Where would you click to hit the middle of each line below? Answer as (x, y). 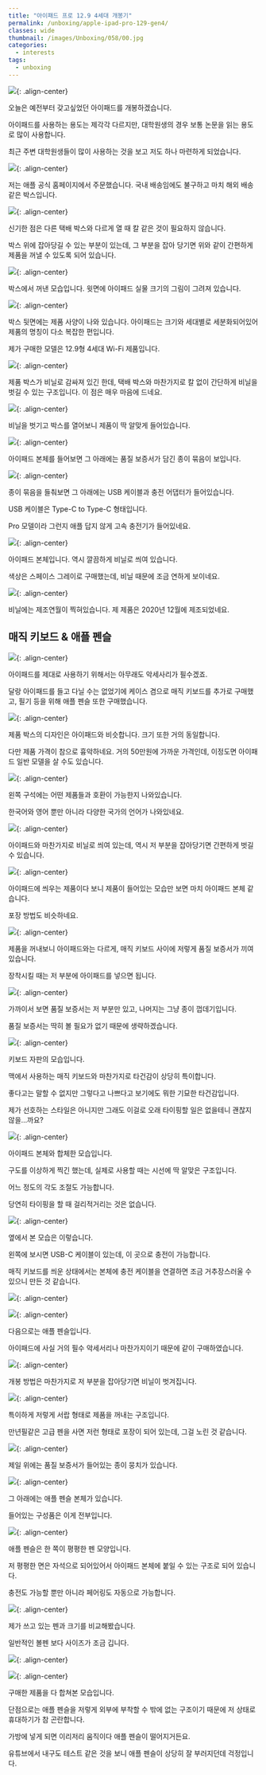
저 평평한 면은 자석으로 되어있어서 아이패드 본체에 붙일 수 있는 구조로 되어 (121, 1565)
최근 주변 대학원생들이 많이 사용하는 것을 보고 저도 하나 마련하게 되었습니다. (125, 151)
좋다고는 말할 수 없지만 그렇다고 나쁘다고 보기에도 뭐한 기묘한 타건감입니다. (124, 1093)
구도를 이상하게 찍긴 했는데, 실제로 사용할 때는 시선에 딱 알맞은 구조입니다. (122, 1170)
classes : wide (32, 30)
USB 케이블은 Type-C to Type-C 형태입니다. (78, 509)
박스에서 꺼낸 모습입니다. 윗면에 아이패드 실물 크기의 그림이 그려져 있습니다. (125, 288)
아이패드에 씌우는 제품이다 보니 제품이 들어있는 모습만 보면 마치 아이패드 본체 (127, 888)
